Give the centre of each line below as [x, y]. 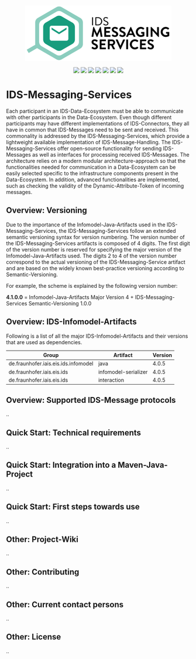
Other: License [34, 637]
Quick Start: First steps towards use [73, 507]
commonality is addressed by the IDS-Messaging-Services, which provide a [98, 136]
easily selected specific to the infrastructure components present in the [92, 173]
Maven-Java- [143, 465]
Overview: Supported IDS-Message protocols [91, 400]
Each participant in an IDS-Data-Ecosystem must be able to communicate [95, 111]
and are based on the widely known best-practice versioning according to [95, 268]
